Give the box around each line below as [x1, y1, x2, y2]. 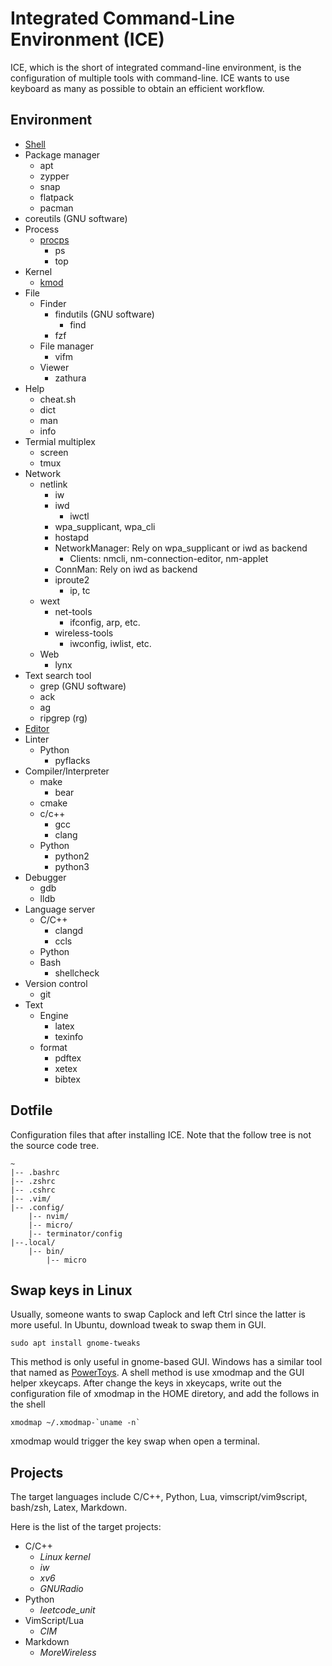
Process [24, 223, 60, 235]
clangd [54, 924, 84, 936]
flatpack [39, 191, 74, 203]
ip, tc [69, 584, 91, 596]
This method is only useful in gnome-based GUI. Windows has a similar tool [10, 1356, 323, 1368]
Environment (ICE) [10, 28, 165, 51]
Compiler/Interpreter [24, 765, 110, 777]
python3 [54, 860, 90, 872]
